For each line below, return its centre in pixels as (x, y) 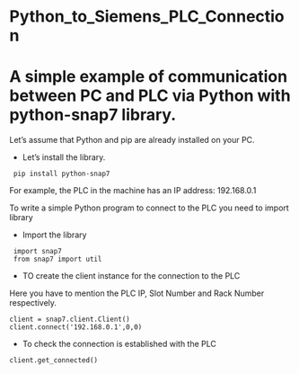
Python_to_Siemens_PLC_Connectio (147, 17)
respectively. (33, 303)
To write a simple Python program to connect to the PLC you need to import (149, 208)
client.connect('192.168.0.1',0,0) (76, 327)
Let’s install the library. (64, 157)
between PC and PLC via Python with (150, 96)
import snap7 (38, 252)
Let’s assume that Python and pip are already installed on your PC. (132, 140)
